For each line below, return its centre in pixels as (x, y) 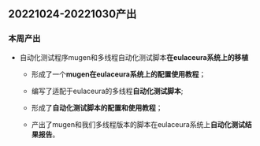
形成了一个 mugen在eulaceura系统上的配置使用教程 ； (119, 74)
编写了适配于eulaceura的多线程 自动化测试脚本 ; (107, 91)
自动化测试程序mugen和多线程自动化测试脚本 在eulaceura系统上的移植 (134, 57)
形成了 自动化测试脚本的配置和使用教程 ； (97, 107)
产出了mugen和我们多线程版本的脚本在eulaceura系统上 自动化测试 (138, 124)
